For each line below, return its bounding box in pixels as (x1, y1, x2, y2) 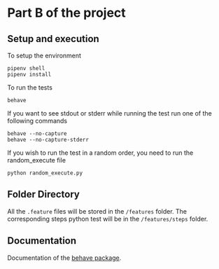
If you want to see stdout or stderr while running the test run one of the (7, 109, 212, 117)
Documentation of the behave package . (7, 254, 122, 262)
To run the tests (7, 83, 52, 92)
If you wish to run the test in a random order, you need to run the (7, 149, 194, 157)
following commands (7, 117, 68, 125)
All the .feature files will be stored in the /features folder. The (7, 207, 188, 215)
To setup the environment (7, 51, 82, 60)
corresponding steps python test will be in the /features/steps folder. (7, 214, 209, 223)
